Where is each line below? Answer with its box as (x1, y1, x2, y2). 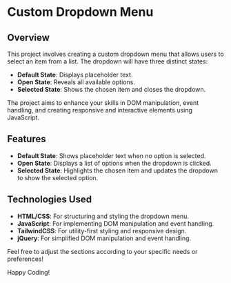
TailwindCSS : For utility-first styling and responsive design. (17, 226, 187, 235)
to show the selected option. (17, 173, 99, 182)
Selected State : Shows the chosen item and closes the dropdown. (17, 86, 206, 93)
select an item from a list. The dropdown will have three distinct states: (7, 57, 208, 66)
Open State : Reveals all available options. (17, 78, 136, 86)
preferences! (7, 255, 43, 263)
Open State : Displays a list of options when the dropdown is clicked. (17, 159, 212, 167)
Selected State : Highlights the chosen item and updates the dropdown (17, 166, 219, 175)
